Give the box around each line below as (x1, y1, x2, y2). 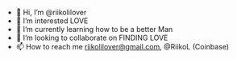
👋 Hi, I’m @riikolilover (15, 8, 87, 17)
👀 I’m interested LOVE (15, 16, 89, 26)
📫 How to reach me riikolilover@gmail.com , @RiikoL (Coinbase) (15, 42, 230, 51)
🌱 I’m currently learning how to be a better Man (15, 25, 173, 33)
